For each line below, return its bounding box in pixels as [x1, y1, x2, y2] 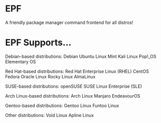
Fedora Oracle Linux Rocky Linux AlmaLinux [5, 73, 96, 80]
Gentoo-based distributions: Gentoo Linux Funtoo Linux [5, 103, 120, 109]
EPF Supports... [5, 37, 72, 48]
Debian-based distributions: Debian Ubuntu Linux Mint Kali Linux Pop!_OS [5, 53, 157, 59]
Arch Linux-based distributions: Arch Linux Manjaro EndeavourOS [5, 93, 141, 99]
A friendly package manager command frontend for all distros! [5, 19, 134, 25]
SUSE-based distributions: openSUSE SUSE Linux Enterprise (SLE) [5, 83, 142, 89]
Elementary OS [5, 58, 36, 65]
